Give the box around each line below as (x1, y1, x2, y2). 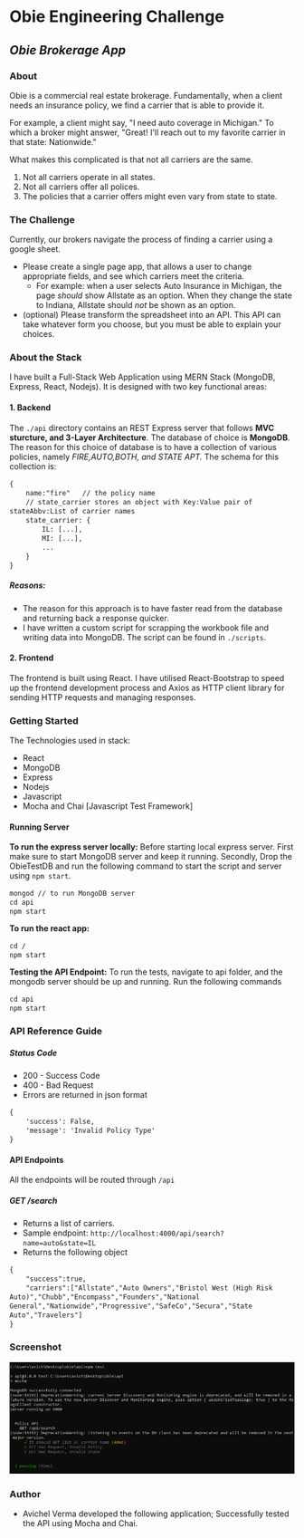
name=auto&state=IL (22, 1239, 97, 1248)
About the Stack (9, 351, 82, 364)
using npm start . (9, 870, 71, 881)
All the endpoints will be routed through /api (9, 1175, 175, 1186)
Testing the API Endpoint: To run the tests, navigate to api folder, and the (9, 966, 283, 977)
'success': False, (25, 1117, 95, 1127)
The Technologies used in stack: (9, 735, 131, 746)
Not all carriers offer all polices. (22, 181, 140, 192)
